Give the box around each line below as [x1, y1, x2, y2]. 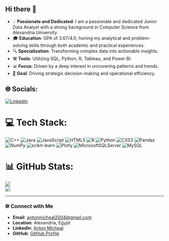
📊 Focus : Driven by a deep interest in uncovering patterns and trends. [12, 63, 159, 69]
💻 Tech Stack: [5, 117, 67, 128]
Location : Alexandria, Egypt [12, 219, 70, 225]
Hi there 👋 [5, 5, 37, 14]
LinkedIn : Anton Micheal [12, 225, 64, 231]
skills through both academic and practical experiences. [29, 42, 145, 48]
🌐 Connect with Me [5, 203, 54, 210]
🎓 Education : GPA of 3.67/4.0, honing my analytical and [12, 35, 131, 41]
